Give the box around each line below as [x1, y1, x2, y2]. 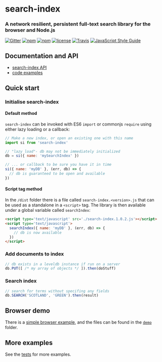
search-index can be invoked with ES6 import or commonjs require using [5, 121, 152, 127]
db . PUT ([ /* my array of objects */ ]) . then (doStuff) [5, 266, 116, 271]
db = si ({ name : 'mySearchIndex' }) [5, 154, 79, 158]
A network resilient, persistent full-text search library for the [5, 21, 151, 28]
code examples [12, 70, 43, 76]
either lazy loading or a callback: [5, 126, 70, 132]
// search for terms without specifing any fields [5, 288, 110, 294]
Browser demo [5, 306, 50, 315]
